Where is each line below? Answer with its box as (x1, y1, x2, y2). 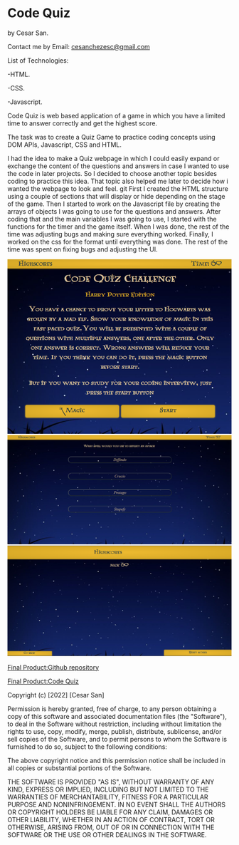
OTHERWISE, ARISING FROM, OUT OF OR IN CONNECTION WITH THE (7, 823, 215, 831)
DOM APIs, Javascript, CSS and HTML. (7, 140, 122, 149)
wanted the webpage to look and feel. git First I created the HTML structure (7, 184, 229, 193)
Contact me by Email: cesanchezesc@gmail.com (7, 42, 151, 51)
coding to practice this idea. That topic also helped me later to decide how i (7, 177, 229, 185)
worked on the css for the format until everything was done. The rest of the (7, 237, 228, 246)
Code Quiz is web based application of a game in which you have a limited (7, 111, 225, 120)
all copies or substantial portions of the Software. (7, 764, 152, 772)
